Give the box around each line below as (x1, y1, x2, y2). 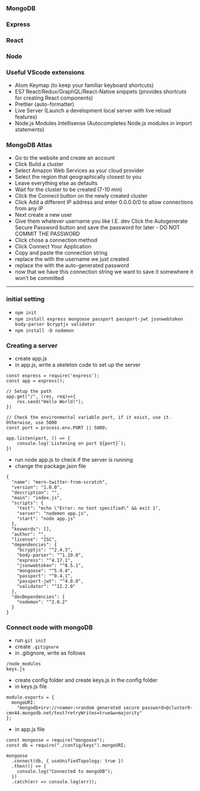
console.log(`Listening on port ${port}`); (17, 440, 127, 446)
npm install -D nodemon (14, 328, 74, 334)
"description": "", (11, 490, 60, 496)
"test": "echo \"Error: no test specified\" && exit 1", (17, 505, 161, 511)
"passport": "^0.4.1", (17, 573, 73, 579)
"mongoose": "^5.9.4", (17, 568, 73, 574)
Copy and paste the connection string (14, 249, 108, 257)
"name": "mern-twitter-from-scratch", (11, 479, 108, 485)
